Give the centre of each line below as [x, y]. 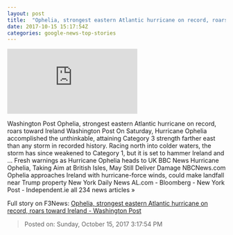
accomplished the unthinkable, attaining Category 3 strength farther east [111, 139]
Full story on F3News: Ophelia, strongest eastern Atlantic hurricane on [107, 203]
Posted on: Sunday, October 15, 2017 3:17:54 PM [93, 224]
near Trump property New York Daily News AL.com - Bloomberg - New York [116, 183]
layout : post [26, 14]
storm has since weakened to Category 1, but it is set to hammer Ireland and [116, 153]
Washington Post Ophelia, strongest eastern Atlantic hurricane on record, [112, 124]
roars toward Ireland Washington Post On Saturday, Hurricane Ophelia [107, 131]
